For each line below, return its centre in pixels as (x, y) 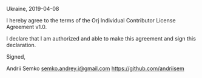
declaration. (21, 45)
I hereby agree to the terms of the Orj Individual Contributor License (91, 20)
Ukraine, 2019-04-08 (33, 9)
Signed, (16, 57)
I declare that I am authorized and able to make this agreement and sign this (101, 38)
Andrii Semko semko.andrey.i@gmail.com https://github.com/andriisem (95, 68)
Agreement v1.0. (27, 27)
